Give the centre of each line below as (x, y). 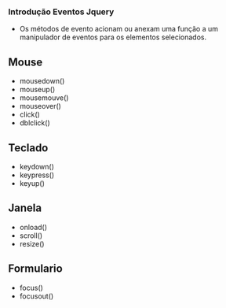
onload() (33, 227)
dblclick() (35, 123)
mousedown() (42, 81)
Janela (25, 208)
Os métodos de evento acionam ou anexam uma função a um (118, 29)
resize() (32, 243)
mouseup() (37, 90)
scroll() (31, 236)
